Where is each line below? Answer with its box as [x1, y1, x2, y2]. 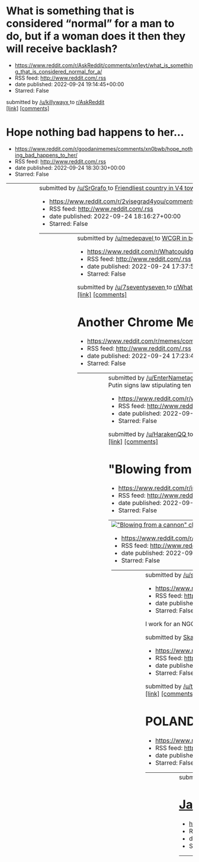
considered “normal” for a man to [6, 17, 175, 30]
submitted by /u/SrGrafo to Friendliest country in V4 [39, 184, 184, 192]
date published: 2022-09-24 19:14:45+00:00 [14, 80, 124, 87]
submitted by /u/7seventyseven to [76, 283, 172, 291]
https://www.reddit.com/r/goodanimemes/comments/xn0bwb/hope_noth [14, 145, 193, 152]
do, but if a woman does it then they [6, 30, 186, 43]
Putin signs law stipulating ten [108, 381, 191, 390]
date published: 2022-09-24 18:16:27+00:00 [49, 212, 181, 220]
